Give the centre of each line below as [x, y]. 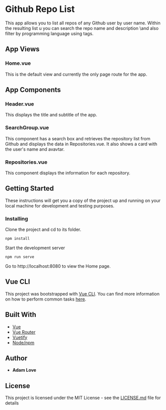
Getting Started [30, 188]
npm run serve [20, 257]
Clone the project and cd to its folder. [43, 229]
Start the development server [35, 248]
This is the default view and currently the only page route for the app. [76, 74]
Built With [21, 315]
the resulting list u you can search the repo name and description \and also [82, 28]
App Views [22, 49]
